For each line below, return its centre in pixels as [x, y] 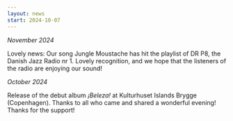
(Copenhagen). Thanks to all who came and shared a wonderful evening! [112, 102]
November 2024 [31, 40]
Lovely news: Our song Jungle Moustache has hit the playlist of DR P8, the [114, 54]
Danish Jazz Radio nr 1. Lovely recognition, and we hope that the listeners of [117, 60]
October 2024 [27, 81]
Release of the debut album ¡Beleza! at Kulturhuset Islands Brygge [102, 95]
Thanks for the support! [41, 110]
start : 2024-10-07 [34, 20]
